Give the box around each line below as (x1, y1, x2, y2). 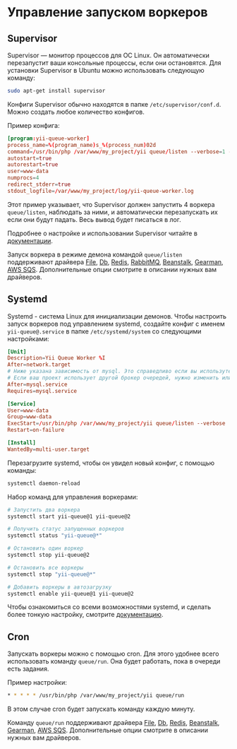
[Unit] (7, 348, 27, 355)
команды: (7, 466, 37, 474)
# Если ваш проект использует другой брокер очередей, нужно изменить (7, 374, 219, 382)
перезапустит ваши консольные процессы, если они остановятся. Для (7, 59, 221, 67)
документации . (7, 236, 53, 244)
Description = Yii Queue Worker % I (7, 355, 106, 362)
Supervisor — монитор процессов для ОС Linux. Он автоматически (7, 51, 210, 59)
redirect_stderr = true (7, 181, 71, 188)
